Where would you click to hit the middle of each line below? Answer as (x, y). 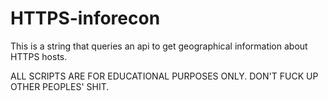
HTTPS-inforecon (85, 18)
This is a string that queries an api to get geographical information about (159, 46)
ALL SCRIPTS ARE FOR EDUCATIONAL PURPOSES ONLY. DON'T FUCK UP (164, 76)
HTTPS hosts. (39, 56)
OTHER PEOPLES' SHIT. (60, 86)
